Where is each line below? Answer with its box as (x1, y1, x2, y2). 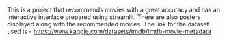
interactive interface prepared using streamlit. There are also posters (7, 13, 201, 21)
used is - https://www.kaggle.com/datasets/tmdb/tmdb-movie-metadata (7, 27, 212, 35)
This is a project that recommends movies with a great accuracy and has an (7, 6, 221, 14)
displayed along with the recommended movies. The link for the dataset (7, 20, 209, 28)
